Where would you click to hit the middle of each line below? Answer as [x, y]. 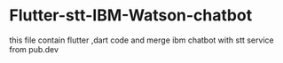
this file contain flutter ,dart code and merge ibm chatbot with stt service [141, 40]
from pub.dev [34, 49]
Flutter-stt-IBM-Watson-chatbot [131, 16]
